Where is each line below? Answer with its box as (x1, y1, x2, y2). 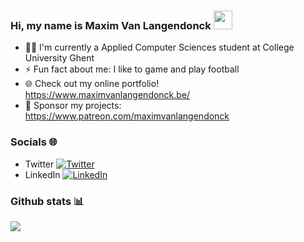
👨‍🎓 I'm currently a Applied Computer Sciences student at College (24, 41, 295, 54)
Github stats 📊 (10, 194, 85, 208)
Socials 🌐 (10, 135, 58, 149)
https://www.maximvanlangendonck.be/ (24, 89, 191, 101)
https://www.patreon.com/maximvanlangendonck (24, 110, 230, 122)
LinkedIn (24, 168, 61, 180)
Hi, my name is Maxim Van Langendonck (10, 18, 212, 32)
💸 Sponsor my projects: (24, 100, 122, 112)
